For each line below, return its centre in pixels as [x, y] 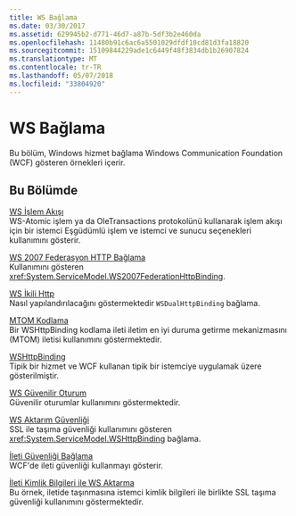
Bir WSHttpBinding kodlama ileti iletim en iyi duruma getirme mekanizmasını [148, 330]
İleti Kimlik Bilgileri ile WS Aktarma [72, 483]
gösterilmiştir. [34, 376]
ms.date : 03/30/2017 [48, 26]
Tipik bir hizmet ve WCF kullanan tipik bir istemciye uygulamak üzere [136, 366]
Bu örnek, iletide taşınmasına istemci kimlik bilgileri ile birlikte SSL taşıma [143, 493]
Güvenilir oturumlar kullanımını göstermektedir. [95, 403]
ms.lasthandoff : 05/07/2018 [62, 76]
